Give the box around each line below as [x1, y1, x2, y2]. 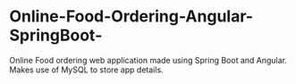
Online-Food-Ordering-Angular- [9, 6, 253, 27]
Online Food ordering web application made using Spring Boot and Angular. [9, 55, 288, 65]
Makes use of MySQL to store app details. [9, 64, 164, 75]
